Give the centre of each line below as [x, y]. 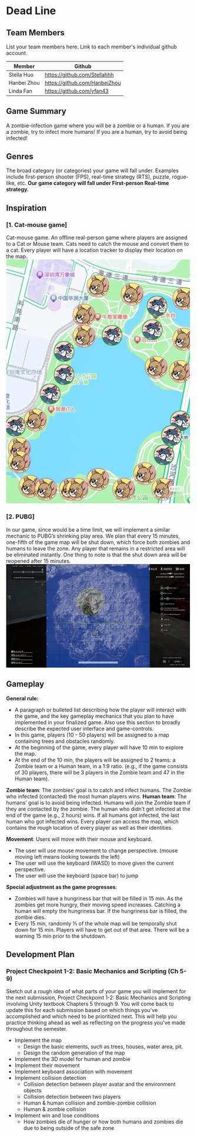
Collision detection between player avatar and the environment [99, 1084]
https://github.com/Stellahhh [79, 74]
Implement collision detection [50, 1078]
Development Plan [40, 955]
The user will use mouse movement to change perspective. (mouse [96, 851]
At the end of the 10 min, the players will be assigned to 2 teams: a [95, 760]
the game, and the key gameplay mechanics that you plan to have [94, 716]
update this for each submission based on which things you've [82, 1010]
